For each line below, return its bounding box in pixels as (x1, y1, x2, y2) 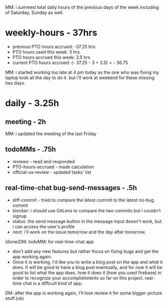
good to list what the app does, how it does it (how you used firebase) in (12, 269, 161, 275)
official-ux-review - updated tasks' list (12, 169, 91, 175)
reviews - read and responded (12, 158, 75, 164)
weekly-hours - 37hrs (5, 27, 97, 39)
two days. (5, 80, 25, 86)
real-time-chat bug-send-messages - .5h (5, 184, 137, 192)
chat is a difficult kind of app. (22, 280, 83, 286)
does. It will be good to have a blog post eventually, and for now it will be (12, 264, 162, 270)
